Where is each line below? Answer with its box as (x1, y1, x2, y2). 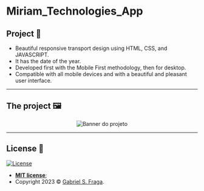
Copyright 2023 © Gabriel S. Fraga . (15, 178, 104, 185)
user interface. (15, 77, 52, 84)
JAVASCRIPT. (15, 51, 50, 58)
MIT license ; (15, 172, 47, 179)
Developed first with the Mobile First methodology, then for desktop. (15, 64, 186, 71)
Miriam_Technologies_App (6, 4, 143, 18)
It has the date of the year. (15, 58, 81, 64)
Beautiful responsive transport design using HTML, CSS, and (15, 44, 168, 52)
